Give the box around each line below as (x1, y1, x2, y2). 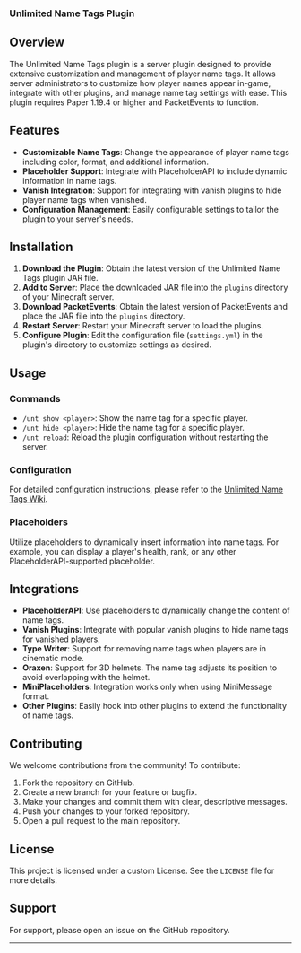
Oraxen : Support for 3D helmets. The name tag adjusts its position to (21, 662, 278, 673)
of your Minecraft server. (21, 292, 115, 302)
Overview (9, 35, 65, 50)
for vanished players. (21, 634, 100, 644)
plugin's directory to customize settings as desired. (21, 339, 212, 350)
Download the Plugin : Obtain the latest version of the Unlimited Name (21, 263, 281, 274)
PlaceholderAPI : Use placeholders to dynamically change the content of (21, 605, 290, 616)
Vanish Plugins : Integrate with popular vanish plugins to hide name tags (21, 625, 289, 635)
